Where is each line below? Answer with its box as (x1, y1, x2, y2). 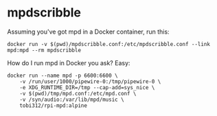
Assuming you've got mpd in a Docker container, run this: (7, 27, 170, 36)
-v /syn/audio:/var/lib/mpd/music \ (19, 96, 125, 103)
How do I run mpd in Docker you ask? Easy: (7, 58, 130, 67)
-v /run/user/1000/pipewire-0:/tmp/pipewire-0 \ (19, 78, 161, 85)
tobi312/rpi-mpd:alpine (19, 102, 88, 109)
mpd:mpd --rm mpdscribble (7, 47, 81, 54)
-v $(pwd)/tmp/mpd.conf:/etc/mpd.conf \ (19, 90, 137, 97)
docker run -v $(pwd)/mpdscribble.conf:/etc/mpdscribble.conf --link (7, 40, 211, 47)
